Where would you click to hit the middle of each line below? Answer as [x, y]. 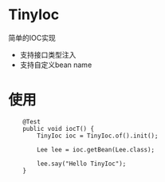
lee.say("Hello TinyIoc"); [82, 164]
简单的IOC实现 [32, 38]
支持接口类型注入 [48, 54]
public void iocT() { [58, 129]
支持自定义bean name [56, 65]
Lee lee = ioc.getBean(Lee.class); [96, 149]
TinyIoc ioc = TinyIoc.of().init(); [98, 136]
